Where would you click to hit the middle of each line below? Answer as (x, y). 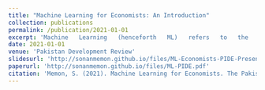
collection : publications (50, 23)
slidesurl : (26, 59)
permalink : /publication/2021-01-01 (68, 30)
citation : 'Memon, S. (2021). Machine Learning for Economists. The (123, 74)
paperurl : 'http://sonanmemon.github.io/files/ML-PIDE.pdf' (109, 67)
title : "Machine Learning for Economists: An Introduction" (109, 15)
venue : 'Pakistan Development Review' (72, 52)
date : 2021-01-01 (37, 45)
